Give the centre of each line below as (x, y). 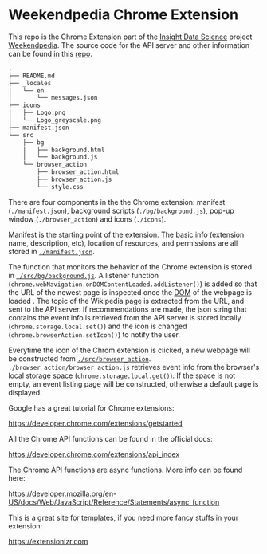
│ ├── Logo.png (37, 113)
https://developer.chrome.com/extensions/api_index (94, 454)
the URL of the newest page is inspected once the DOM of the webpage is (130, 292)
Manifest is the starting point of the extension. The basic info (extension (126, 234)
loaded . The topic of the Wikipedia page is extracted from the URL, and (126, 301)
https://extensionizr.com (48, 541)
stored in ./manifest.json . (51, 251)
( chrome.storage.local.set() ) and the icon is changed (98, 326)
